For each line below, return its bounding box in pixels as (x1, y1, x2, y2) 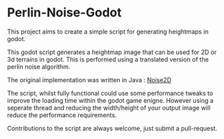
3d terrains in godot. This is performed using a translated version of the (7, 55, 209, 63)
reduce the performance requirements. (7, 111, 117, 119)
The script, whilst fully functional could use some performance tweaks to (7, 89, 214, 97)
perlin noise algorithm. (7, 62, 71, 71)
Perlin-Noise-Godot (7, 5, 122, 21)
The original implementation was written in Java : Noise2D (7, 75, 172, 84)
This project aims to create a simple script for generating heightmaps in (7, 27, 209, 36)
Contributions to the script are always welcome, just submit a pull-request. (7, 124, 218, 132)
